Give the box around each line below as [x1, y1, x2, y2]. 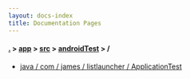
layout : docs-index [8, 11, 73, 20]
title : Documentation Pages [8, 19, 102, 27]
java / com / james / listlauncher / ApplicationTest [19, 61, 182, 71]
